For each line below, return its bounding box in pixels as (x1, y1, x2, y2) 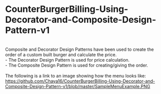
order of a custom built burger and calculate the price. (5, 51, 117, 58)
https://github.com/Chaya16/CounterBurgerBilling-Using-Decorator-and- (5, 78, 155, 84)
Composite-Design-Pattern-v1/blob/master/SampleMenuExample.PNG (5, 83, 150, 89)
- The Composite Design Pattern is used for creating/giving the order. (5, 62, 148, 68)
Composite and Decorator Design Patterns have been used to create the (5, 46, 154, 52)
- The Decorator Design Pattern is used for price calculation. (5, 57, 130, 63)
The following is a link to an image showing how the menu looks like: (5, 73, 146, 79)
